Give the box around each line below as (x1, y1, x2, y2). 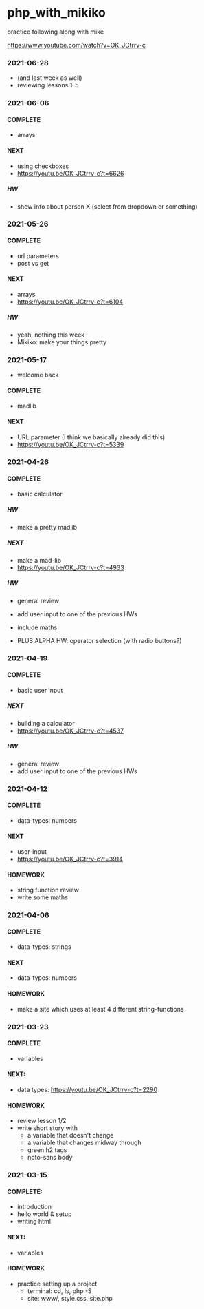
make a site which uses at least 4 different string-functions (16, 1005, 184, 1013)
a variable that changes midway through (27, 1138, 142, 1147)
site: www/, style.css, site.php (27, 1294, 113, 1302)
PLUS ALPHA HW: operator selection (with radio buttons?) (16, 636, 182, 645)
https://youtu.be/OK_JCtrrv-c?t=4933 (16, 563, 125, 572)
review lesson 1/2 (16, 1117, 67, 1125)
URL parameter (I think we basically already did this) (16, 432, 166, 441)
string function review (16, 886, 80, 894)
